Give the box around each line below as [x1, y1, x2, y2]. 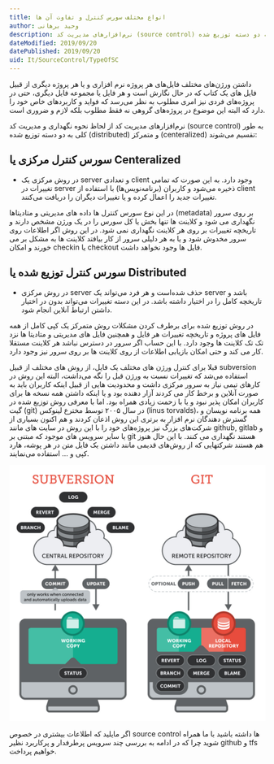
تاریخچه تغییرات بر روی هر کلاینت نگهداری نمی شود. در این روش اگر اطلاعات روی [9, 224, 257, 235]
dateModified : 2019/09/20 [9, 39, 97, 47]
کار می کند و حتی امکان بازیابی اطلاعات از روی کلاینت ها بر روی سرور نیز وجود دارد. [9, 346, 263, 356]
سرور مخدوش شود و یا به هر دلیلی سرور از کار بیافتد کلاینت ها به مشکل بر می [9, 233, 247, 243]
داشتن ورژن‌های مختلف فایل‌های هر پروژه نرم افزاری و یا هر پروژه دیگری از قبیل [9, 80, 252, 89]
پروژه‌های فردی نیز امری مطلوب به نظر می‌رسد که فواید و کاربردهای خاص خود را [9, 97, 255, 106]
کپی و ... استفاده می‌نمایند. [9, 448, 89, 458]
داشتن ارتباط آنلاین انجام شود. [20, 305, 112, 315]
